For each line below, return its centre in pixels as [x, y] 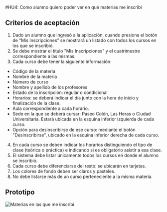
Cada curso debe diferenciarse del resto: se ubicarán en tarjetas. [79, 166]
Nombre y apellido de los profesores [50, 87]
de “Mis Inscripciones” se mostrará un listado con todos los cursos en [84, 40]
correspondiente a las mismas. [44, 56]
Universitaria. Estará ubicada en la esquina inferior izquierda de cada [83, 119]
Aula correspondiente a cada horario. [51, 108]
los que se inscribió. [33, 45]
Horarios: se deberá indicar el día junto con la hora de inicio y [75, 97]
